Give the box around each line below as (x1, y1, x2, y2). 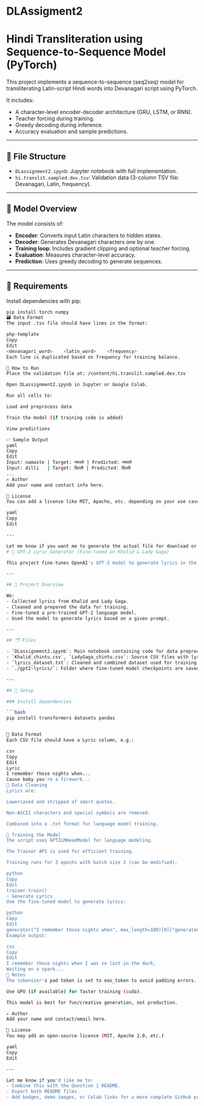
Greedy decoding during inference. (15, 121, 103, 129)
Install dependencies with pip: (6, 297, 81, 304)
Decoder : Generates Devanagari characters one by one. (15, 238, 156, 245)
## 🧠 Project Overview (6, 582, 64, 588)
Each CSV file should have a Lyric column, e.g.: (6, 737, 135, 743)
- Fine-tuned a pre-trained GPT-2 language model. (6, 610, 137, 616)
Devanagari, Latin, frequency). (15, 180, 92, 187)
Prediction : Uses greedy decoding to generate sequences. (15, 257, 163, 265)
